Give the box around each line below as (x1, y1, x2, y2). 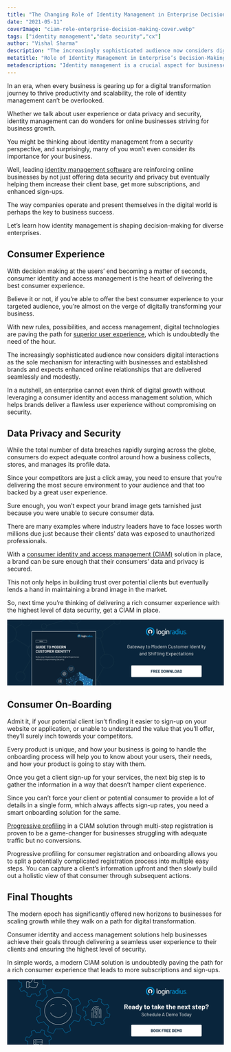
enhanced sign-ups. (7, 187, 64, 195)
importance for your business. (7, 152, 93, 160)
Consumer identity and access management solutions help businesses (7, 930, 208, 939)
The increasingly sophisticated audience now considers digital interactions (7, 351, 219, 359)
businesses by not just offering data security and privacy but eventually (7, 173, 210, 181)
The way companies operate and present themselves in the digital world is (7, 200, 218, 209)
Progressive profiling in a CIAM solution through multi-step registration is (7, 822, 214, 830)
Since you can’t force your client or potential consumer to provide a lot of (7, 793, 214, 802)
